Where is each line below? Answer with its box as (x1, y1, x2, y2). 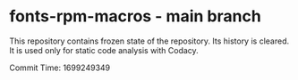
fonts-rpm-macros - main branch (9, 6, 261, 27)
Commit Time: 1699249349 (9, 62, 111, 73)
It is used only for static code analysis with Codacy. (9, 44, 199, 55)
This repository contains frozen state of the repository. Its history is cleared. (9, 36, 289, 46)
